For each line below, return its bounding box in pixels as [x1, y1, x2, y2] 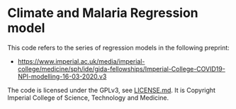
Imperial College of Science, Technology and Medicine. [7, 93, 169, 102]
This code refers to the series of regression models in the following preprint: [7, 43, 230, 52]
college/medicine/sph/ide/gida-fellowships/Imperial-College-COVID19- [17, 64, 225, 73]
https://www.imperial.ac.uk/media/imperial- [17, 57, 145, 65]
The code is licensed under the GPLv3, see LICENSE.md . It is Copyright [7, 86, 216, 94]
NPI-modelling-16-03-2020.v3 [17, 72, 107, 81]
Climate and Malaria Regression [7, 5, 198, 21]
